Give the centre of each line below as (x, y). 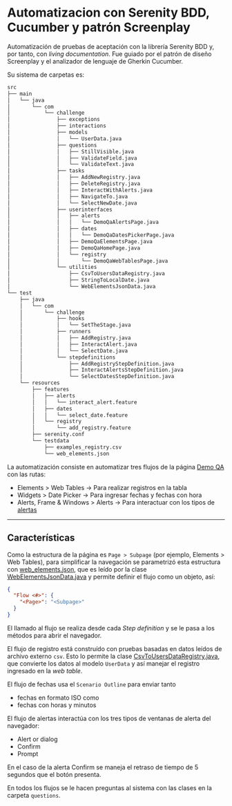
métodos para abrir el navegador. (55, 635)
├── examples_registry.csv (83, 447)
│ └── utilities (52, 268)
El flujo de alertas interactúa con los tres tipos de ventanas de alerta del (109, 718)
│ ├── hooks (52, 319)
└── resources (40, 383)
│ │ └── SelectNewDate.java (72, 203)
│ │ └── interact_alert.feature (85, 402)
